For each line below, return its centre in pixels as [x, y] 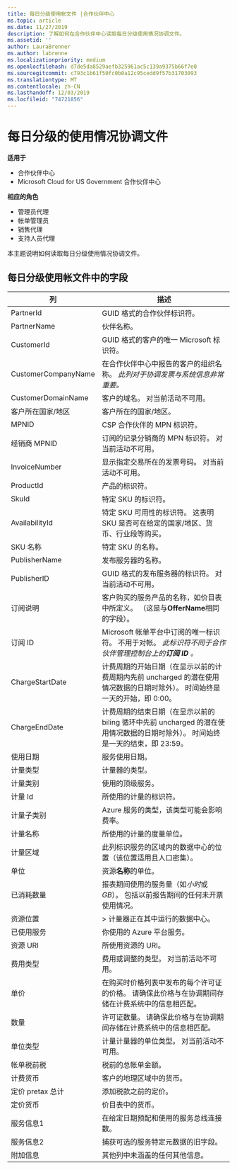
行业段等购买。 [141, 533]
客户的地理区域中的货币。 [144, 1078]
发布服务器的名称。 [134, 560]
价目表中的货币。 [130, 1104]
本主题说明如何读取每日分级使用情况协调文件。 [75, 253]
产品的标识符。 [127, 486]
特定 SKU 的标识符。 [136, 499]
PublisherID [30, 578]
